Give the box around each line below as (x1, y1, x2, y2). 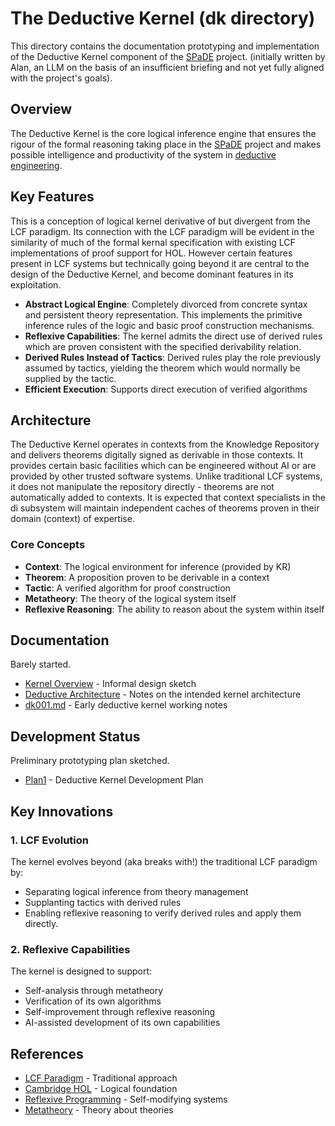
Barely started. (10, 658, 72, 671)
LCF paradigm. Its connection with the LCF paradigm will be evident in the (10, 225, 315, 237)
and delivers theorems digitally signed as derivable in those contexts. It (10, 449, 304, 461)
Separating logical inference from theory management (24, 885, 249, 897)
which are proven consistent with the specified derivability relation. (24, 340, 302, 352)
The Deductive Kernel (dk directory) (10, 7, 316, 30)
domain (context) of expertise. (10, 513, 135, 525)
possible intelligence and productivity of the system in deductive (10, 148, 277, 161)
